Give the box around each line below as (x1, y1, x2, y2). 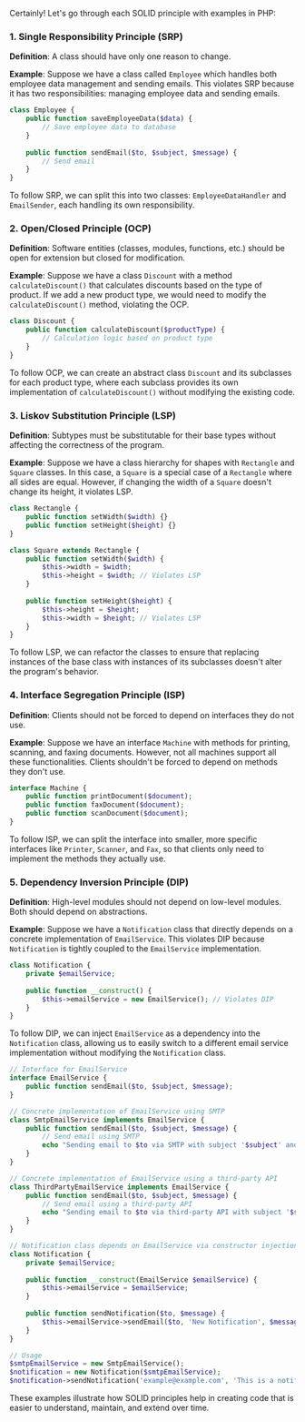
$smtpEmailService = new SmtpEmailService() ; (9, 1359, 184, 1368)
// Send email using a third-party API (42, 1199, 193, 1209)
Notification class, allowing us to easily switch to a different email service (9, 1038, 289, 1049)
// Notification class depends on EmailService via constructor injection (9, 1242, 299, 1251)
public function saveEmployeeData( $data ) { (25, 114, 193, 124)
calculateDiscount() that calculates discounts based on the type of (9, 279, 263, 290)
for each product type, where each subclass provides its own (9, 377, 239, 388)
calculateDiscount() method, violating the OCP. (9, 300, 190, 310)
